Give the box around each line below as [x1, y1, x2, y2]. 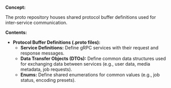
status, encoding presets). [20, 77, 76, 83]
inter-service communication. [5, 20, 68, 25]
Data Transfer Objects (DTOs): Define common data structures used [20, 55, 166, 62]
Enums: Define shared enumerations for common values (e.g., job [20, 72, 160, 78]
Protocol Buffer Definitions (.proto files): [12, 39, 101, 45]
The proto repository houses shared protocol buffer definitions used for [5, 14, 156, 20]
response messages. [20, 50, 65, 56]
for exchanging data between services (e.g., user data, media [20, 61, 151, 67]
